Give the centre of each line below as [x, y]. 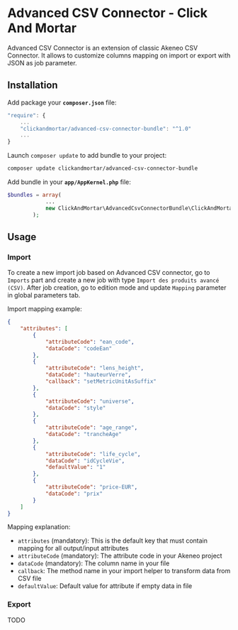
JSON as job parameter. [42, 63]
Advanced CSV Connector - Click [107, 13]
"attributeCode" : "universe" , [90, 401]
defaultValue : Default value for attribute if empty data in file [105, 586]
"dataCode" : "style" [75, 408]
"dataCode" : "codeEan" [79, 348]
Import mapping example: [45, 309]
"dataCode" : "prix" [74, 494]
